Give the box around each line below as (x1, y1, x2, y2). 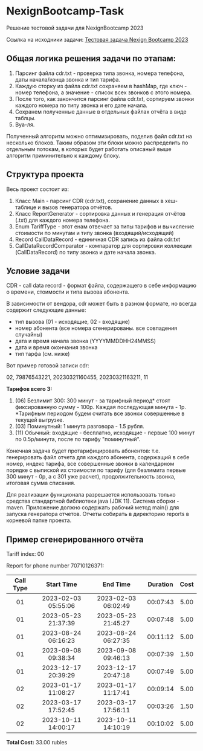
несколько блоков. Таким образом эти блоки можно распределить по (6, 139, 188, 146)
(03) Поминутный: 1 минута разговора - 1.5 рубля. (14, 423, 145, 430)
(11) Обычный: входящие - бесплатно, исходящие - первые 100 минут (14, 429, 195, 436)
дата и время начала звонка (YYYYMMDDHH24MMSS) (14, 337, 156, 345)
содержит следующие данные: (6, 306, 86, 314)
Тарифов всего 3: (6, 385, 53, 393)
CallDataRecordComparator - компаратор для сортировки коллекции (14, 242, 192, 249)
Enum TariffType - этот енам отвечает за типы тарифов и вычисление (14, 222, 195, 230)
